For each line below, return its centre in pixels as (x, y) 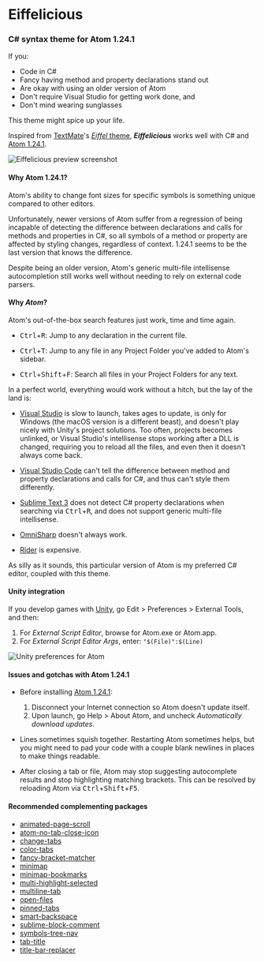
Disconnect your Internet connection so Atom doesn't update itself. (140, 707)
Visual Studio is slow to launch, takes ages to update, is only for (123, 413)
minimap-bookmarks (53, 874)
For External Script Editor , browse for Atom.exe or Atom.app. (118, 633)
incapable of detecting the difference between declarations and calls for (125, 227)
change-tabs (40, 840)
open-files (36, 899)
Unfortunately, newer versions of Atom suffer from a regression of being (125, 219)
